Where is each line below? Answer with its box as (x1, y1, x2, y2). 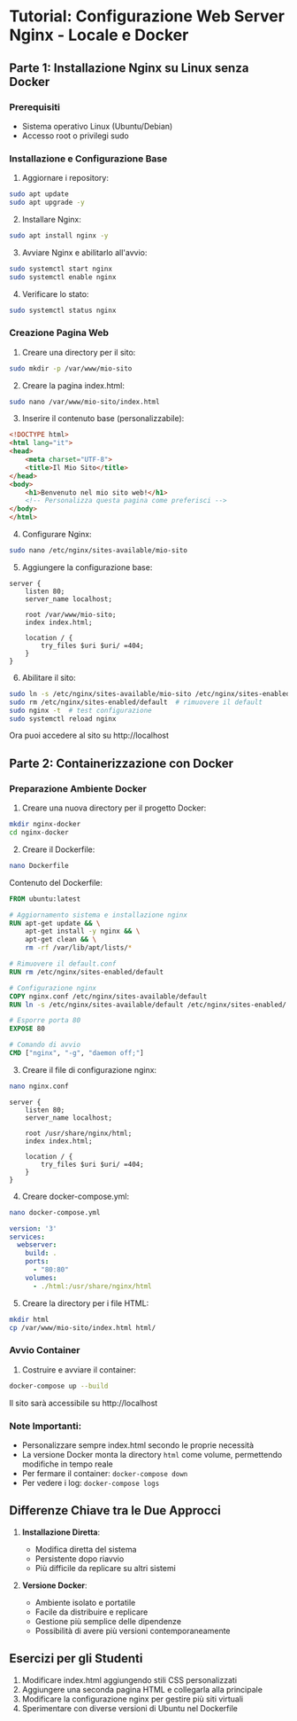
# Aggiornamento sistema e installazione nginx (9, 911, 188, 919)
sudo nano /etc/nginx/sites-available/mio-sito (9, 546, 188, 555)
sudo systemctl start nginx (9, 264, 113, 273)
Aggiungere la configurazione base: (21, 561, 153, 573)
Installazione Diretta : (21, 1527, 101, 1537)
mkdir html (9, 1315, 49, 1324)
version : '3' (9, 1224, 57, 1233)
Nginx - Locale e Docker (9, 25, 189, 45)
